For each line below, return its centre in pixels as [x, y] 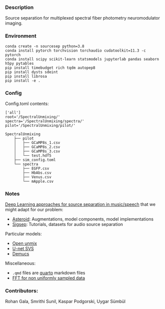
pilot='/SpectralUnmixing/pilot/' [41, 125]
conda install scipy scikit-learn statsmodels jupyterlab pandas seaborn [82, 59]
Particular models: [24, 234]
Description [19, 7]
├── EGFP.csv [36, 169]
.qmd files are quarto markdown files [49, 273]
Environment [21, 36]
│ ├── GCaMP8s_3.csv [37, 151]
